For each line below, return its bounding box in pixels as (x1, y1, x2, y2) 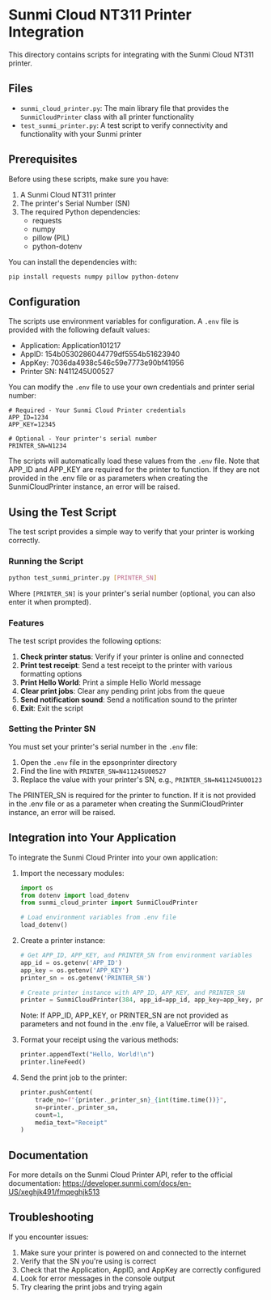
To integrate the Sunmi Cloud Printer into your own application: (8, 852, 218, 862)
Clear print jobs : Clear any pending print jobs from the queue (19, 686, 225, 695)
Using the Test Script (8, 505, 117, 519)
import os (19, 884, 54, 892)
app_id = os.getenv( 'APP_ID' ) (19, 958, 123, 967)
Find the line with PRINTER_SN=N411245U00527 (19, 766, 167, 775)
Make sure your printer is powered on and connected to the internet (19, 1247, 247, 1257)
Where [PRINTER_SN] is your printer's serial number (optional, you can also (8, 588, 256, 598)
